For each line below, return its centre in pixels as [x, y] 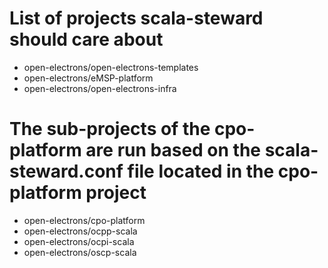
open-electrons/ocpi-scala [79, 241]
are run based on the [173, 150]
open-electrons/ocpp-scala [80, 231]
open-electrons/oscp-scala [80, 252]
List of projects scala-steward [136, 18]
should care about [86, 39]
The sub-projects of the [110, 129]
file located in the [201, 171]
